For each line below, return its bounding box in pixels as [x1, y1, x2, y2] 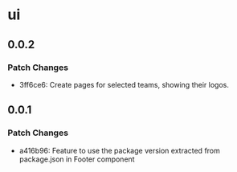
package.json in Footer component [18, 154, 135, 164]
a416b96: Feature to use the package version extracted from [18, 145, 220, 155]
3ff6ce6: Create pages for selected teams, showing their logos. [18, 80, 230, 89]
